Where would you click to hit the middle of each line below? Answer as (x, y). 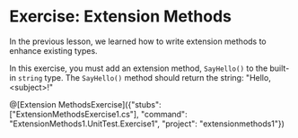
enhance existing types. (53, 50)
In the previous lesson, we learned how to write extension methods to (138, 41)
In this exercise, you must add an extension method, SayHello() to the (139, 68)
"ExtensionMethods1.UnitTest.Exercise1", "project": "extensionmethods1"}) (147, 124)
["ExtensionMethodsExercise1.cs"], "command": (98, 114)
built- (280, 68)
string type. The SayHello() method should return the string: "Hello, (144, 77)
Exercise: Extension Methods (120, 17)
